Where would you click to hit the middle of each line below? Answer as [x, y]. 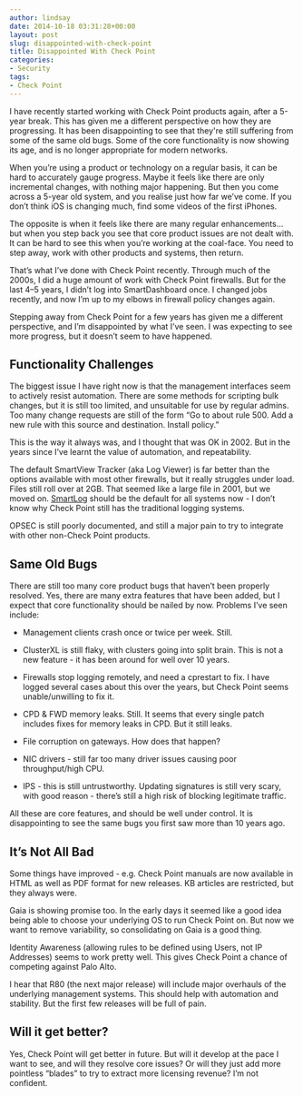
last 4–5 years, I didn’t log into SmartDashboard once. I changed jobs [138, 289]
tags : [20, 77]
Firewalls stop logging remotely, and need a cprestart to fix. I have [146, 677]
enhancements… [252, 223]
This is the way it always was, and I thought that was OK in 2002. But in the [150, 442]
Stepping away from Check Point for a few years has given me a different [146, 316]
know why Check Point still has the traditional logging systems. [127, 509]
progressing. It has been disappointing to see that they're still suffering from [151, 130]
